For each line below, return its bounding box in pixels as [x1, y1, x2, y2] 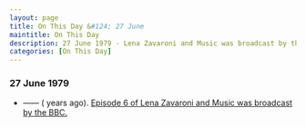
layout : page [9, 13, 59, 23]
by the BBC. [22, 107, 68, 118]
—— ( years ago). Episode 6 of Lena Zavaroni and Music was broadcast [22, 97, 293, 109]
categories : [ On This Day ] [9, 47, 112, 56]
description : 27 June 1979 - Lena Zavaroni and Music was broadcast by [9, 38, 287, 48]
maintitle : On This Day [9, 30, 100, 39]
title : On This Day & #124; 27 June [9, 22, 145, 31]
